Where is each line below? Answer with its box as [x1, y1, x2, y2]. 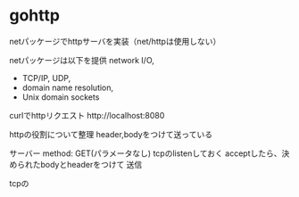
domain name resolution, [21, 82, 114, 93]
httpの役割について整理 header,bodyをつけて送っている [9, 128, 212, 139]
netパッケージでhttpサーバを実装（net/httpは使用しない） [9, 36, 221, 46]
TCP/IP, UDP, [21, 72, 71, 83]
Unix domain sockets [21, 91, 100, 103]
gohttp [9, 5, 61, 26]
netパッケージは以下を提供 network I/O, [9, 54, 154, 65]
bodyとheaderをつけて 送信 [39, 159, 143, 169]
